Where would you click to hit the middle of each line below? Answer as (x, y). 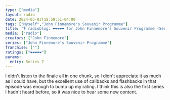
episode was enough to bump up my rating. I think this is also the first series (85, 87)
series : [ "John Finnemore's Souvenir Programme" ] (59, 43)
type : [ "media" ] (22, 10)
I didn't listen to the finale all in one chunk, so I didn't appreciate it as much (83, 76)
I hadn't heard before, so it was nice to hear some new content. (71, 92)
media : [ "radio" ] (24, 33)
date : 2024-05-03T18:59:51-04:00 (40, 19)
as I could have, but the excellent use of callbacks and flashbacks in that (81, 81)
